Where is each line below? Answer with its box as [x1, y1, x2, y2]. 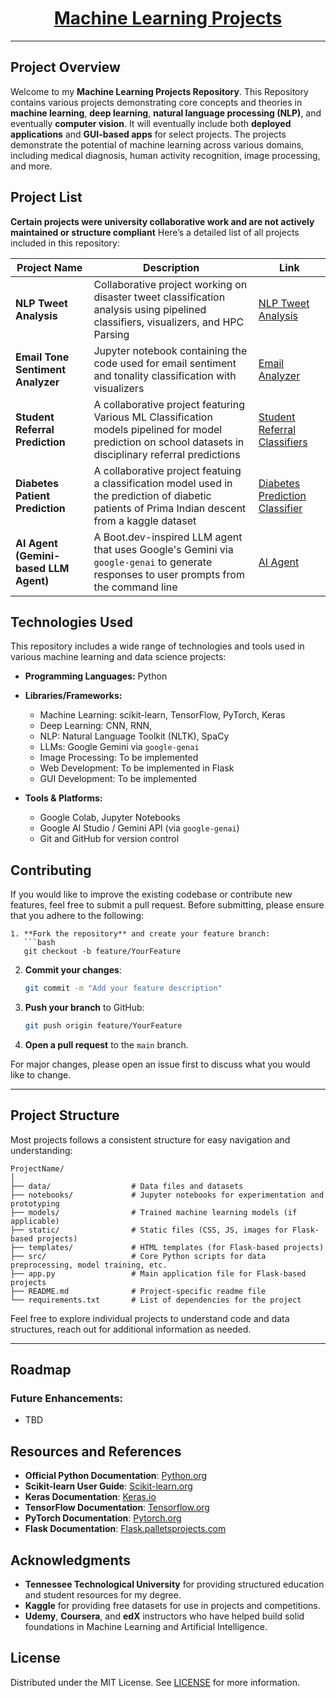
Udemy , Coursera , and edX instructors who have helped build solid [24, 1610, 305, 1622]
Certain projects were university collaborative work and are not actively [10, 215, 315, 227]
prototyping [10, 1198, 60, 1209]
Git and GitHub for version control [39, 833, 180, 845]
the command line [93, 580, 178, 594]
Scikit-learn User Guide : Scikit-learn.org [24, 1480, 193, 1492]
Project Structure [10, 1107, 120, 1124]
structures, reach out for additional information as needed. [10, 1323, 252, 1335]
